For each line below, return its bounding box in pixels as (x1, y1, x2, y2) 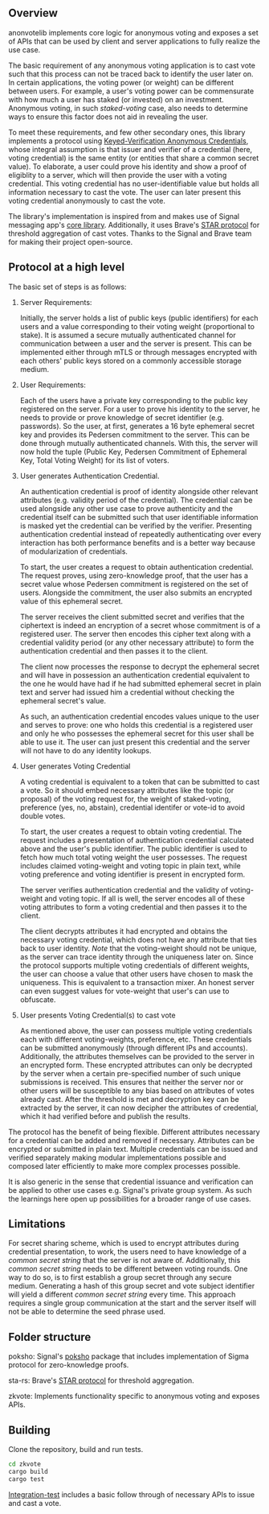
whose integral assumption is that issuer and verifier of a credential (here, (8, 144, 253, 154)
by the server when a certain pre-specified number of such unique (19, 1068, 241, 1078)
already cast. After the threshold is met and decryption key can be (19, 1094, 239, 1104)
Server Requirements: (19, 297, 92, 307)
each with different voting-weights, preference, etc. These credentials (19, 1034, 252, 1044)
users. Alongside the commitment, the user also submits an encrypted (19, 588, 253, 597)
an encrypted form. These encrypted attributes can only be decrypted (19, 1060, 253, 1070)
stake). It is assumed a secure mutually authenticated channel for (19, 330, 237, 340)
